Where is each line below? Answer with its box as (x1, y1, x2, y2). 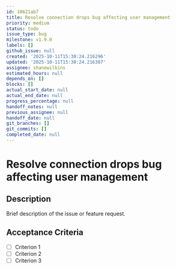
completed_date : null (6, 131, 61, 138)
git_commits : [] (6, 126, 47, 132)
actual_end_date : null (6, 92, 63, 98)
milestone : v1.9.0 (6, 37, 52, 43)
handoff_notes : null (6, 103, 58, 110)
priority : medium (6, 20, 50, 26)
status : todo (6, 25, 39, 32)
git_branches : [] (6, 121, 50, 127)
